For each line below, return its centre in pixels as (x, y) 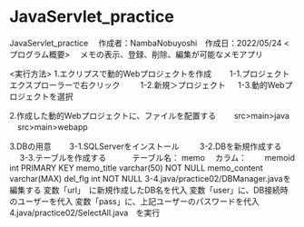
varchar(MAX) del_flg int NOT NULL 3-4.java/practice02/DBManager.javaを (150, 178)
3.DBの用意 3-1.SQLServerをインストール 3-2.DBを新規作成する (146, 146)
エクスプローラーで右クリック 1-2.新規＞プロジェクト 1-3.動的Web (147, 84)
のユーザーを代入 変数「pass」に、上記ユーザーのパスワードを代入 (135, 201)
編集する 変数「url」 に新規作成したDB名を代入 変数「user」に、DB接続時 (149, 190)
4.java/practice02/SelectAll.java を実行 (85, 212)
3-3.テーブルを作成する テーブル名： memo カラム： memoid (157, 157)
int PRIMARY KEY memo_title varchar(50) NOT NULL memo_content (136, 168)
